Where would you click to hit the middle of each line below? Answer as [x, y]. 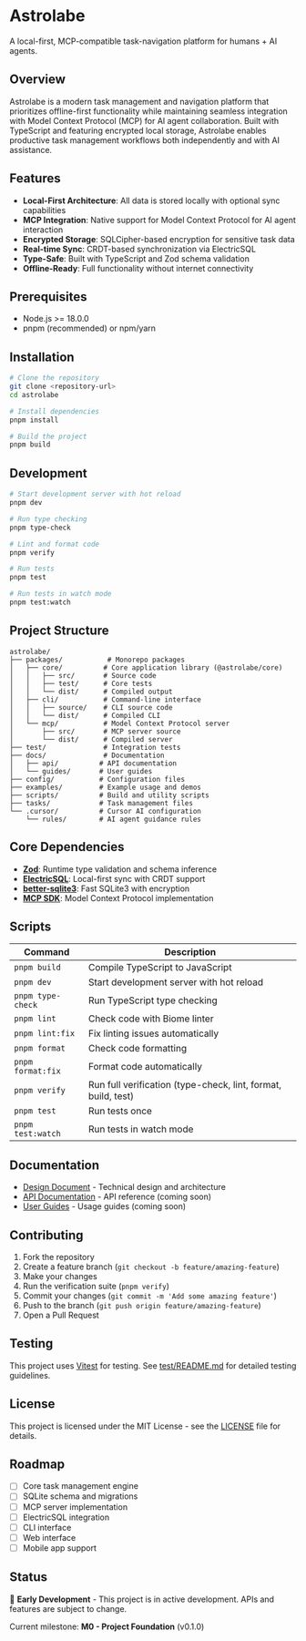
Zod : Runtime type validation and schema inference [119, 869]
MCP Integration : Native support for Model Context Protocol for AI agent [159, 220]
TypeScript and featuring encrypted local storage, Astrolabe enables [138, 130]
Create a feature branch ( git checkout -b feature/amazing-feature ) [151, 1267]
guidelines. [30, 1375]
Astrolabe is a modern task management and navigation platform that [139, 101]
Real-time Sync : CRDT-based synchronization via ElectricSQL [139, 249]
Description [190, 952]
